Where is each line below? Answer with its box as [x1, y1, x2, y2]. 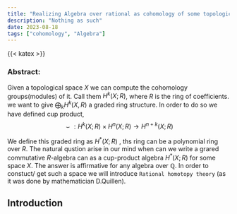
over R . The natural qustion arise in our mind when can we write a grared [7, 144, 219, 153]
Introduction [7, 197, 63, 209]
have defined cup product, [7, 109, 85, 118]
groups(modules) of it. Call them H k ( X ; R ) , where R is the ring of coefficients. [7, 90, 229, 100]
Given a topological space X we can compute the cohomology [7, 83, 188, 92]
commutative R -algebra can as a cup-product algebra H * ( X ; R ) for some [7, 152, 217, 162]
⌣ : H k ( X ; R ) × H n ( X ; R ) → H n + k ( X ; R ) [66, 121, 174, 131]
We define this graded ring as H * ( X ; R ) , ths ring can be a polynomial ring [7, 136, 219, 145]
